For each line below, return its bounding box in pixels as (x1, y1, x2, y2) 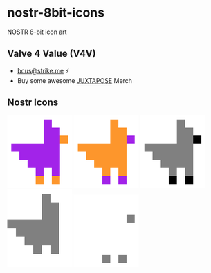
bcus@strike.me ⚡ (17, 66, 70, 75)
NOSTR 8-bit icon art (7, 28, 67, 36)
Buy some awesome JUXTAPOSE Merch (17, 76, 133, 84)
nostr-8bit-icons (7, 5, 105, 21)
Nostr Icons (7, 97, 59, 109)
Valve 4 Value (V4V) (7, 48, 96, 59)
